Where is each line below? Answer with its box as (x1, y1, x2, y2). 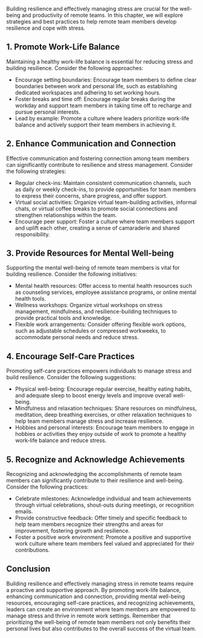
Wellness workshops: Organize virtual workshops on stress (14, 302, 163, 309)
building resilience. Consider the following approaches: (6, 64, 144, 71)
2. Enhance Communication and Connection (6, 138, 176, 149)
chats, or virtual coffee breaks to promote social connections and (14, 205, 178, 212)
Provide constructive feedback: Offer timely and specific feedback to (14, 514, 187, 522)
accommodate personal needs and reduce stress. (14, 334, 139, 341)
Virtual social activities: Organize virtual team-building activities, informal (14, 198, 197, 206)
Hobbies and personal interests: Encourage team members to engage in (14, 424, 195, 431)
